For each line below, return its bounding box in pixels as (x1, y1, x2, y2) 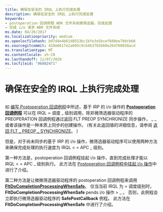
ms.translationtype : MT (5, 48, 53, 52)
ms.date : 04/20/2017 (5, 30, 47, 34)
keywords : (5, 16, 25, 21)
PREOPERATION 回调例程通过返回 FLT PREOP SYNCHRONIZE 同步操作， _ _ (5, 116, 157, 122)
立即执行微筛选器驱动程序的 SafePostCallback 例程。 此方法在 (5, 195, 130, 201)
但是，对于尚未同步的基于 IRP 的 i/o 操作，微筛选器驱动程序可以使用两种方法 (5, 138, 158, 144)
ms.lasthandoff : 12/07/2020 (5, 57, 62, 62)
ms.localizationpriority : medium (5, 34, 73, 39)
